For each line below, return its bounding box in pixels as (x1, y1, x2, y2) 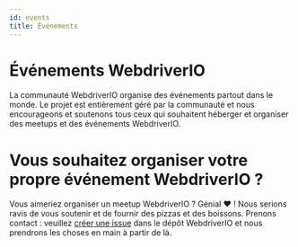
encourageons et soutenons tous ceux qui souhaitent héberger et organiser (9, 109, 289, 119)
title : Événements (9, 22, 78, 31)
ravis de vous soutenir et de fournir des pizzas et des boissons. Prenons (9, 208, 276, 219)
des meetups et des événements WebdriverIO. (9, 119, 181, 129)
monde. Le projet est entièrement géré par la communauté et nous (9, 100, 255, 110)
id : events (9, 13, 50, 22)
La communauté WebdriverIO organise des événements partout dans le (9, 90, 274, 101)
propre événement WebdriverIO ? (9, 169, 264, 190)
